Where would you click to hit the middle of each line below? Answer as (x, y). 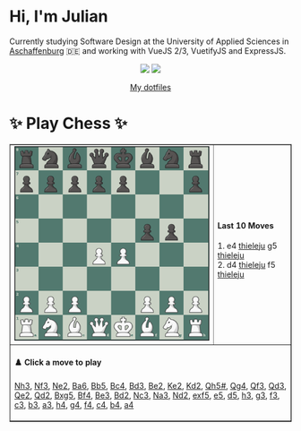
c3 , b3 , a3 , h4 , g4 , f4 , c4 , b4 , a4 (74, 404)
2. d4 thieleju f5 (246, 264)
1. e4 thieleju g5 (247, 246)
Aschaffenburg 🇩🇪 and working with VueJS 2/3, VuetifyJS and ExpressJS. (148, 50)
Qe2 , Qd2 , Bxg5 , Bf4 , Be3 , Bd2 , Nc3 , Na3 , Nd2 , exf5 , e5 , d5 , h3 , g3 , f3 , (147, 395)
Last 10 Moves (245, 225)
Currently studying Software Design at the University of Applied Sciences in (149, 41)
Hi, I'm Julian (59, 17)
